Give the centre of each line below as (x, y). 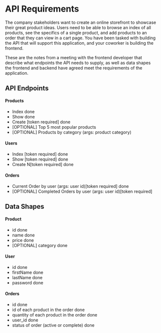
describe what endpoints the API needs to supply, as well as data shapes (78, 63)
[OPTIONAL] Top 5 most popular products (54, 127)
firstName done (28, 272)
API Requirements (42, 9)
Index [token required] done (40, 154)
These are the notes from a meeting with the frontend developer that (73, 57)
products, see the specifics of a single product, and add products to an (76, 33)
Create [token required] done (41, 122)
